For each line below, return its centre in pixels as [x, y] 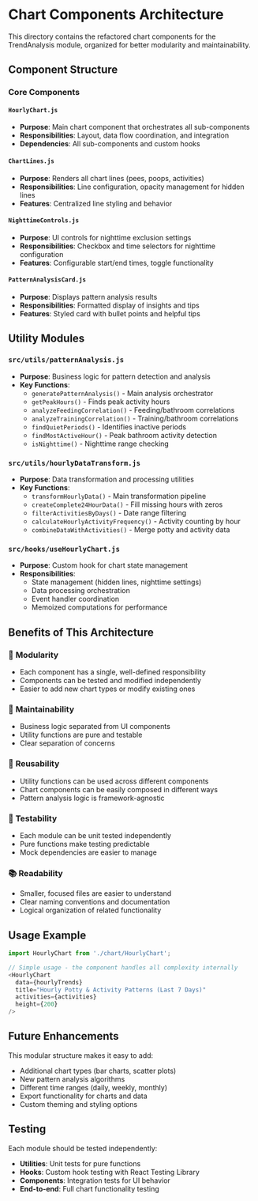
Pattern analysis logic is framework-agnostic [92, 798]
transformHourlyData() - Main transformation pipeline [119, 497]
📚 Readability [36, 873]
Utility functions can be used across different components [114, 781]
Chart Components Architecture [116, 15]
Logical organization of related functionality [90, 910]
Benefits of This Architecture [81, 632]
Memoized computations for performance [99, 607]
